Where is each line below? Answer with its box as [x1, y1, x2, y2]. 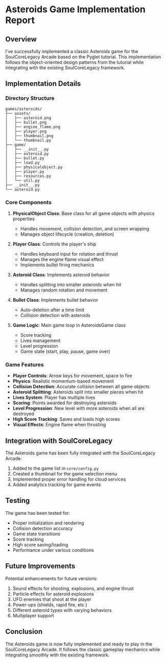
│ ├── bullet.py [5, 155, 44, 161]
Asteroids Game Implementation [5, 4, 146, 15]
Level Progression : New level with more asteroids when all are [12, 405, 145, 411]
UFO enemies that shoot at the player [12, 596, 92, 602]
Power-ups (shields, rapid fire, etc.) [12, 602, 88, 608]
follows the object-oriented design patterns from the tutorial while [5, 59, 144, 65]
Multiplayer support [12, 612, 55, 619]
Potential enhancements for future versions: [5, 575, 98, 581]
